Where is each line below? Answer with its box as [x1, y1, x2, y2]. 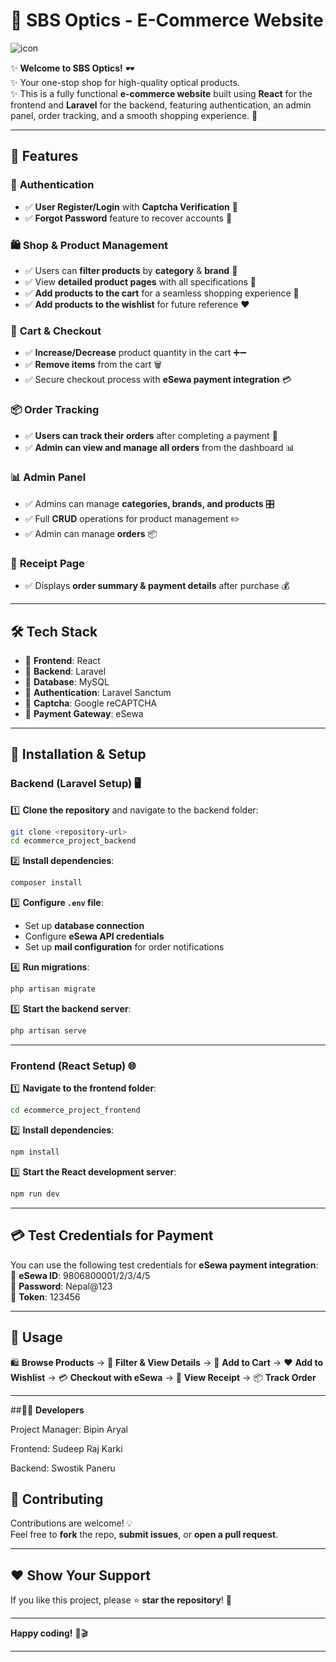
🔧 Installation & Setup [10, 746, 147, 763]
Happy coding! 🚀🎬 [10, 1627, 89, 1639]
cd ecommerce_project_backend [10, 836, 137, 846]
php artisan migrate [10, 984, 97, 994]
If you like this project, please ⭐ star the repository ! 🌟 [10, 1594, 232, 1606]
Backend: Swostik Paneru [10, 1462, 116, 1474]
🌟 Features [10, 148, 79, 165]
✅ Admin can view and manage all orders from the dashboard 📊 [24, 441, 295, 453]
